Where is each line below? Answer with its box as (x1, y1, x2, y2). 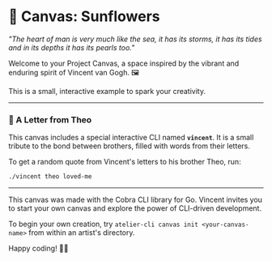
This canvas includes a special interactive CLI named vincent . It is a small (8, 133, 254, 143)
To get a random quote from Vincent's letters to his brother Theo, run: (8, 157, 241, 167)
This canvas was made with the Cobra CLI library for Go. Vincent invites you (8, 195, 263, 205)
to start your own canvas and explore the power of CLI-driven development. (8, 203, 261, 213)
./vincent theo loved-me (8, 173, 92, 181)
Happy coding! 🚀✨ (8, 243, 69, 254)
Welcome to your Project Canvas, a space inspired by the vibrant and (8, 58, 240, 68)
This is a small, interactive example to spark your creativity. (8, 86, 206, 96)
